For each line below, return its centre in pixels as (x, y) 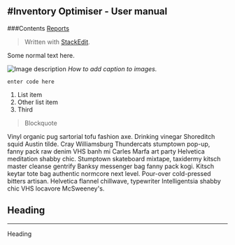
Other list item (37, 102)
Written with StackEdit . (57, 42)
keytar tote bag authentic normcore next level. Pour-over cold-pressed (109, 173)
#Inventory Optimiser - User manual (87, 12)
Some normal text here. (41, 55)
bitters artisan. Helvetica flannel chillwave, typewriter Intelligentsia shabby (114, 181)
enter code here (31, 82)
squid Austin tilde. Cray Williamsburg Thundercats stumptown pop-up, (109, 144)
